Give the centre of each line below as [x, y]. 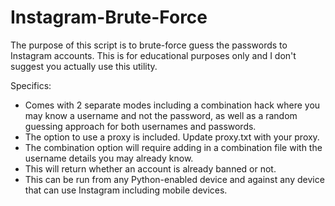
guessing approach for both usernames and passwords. [140, 126]
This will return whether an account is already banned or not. [150, 168]
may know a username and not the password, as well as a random [161, 115]
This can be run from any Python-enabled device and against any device [174, 179]
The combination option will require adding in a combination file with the [173, 147]
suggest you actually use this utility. [84, 66]
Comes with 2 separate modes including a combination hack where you [172, 105]
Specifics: [31, 85]
